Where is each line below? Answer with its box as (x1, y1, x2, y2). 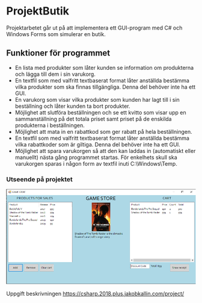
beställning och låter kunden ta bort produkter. (14, 102, 130, 110)
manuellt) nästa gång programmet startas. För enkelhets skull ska (14, 154, 177, 161)
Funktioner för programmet (6, 48, 111, 58)
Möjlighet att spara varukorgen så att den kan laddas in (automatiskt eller (14, 147, 196, 154)
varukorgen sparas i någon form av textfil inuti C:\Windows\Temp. (14, 160, 177, 167)
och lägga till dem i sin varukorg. (14, 70, 96, 78)
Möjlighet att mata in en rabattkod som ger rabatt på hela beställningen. (14, 128, 192, 135)
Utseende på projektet (6, 175, 73, 183)
